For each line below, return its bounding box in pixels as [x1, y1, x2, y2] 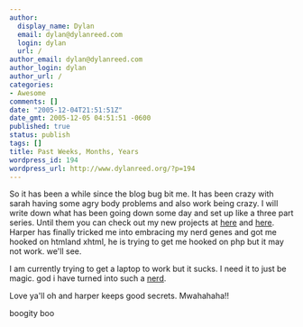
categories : [9, 80, 54, 89]
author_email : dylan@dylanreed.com [9, 55, 143, 64]
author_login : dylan [9, 64, 87, 73]
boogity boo [9, 308, 55, 319]
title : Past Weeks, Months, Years [9, 147, 140, 156]
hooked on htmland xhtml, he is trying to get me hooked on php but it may [9, 236, 284, 248]
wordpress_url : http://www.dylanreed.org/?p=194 [9, 164, 196, 173]
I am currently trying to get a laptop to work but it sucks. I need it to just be [9, 263, 287, 275]
